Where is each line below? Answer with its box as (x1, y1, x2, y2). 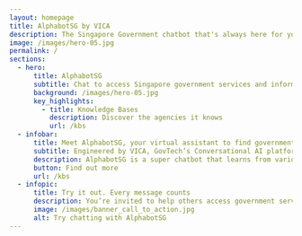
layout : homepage (9, 13, 75, 22)
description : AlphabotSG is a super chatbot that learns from (32, 154, 271, 164)
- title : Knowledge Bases (41, 105, 139, 114)
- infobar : (17, 130, 58, 139)
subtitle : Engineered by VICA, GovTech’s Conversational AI (32, 146, 263, 155)
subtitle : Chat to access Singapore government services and (32, 80, 268, 89)
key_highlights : (32, 96, 94, 106)
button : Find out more (32, 163, 119, 172)
